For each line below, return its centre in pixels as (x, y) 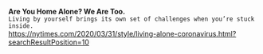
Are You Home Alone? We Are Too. (67, 12)
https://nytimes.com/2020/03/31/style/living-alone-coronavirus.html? (122, 34)
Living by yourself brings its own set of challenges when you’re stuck (131, 19)
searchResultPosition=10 (49, 42)
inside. (21, 26)
